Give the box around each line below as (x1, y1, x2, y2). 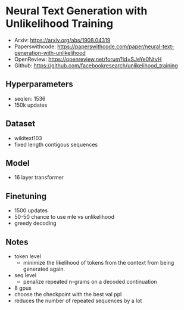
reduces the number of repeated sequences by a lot (14, 297, 142, 304)
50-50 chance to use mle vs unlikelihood (14, 213, 114, 221)
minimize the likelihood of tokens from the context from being (23, 259, 174, 266)
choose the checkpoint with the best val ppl (14, 291, 122, 297)
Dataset (5, 119, 36, 129)
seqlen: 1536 (14, 95, 46, 102)
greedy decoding (14, 219, 57, 227)
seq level (14, 272, 37, 278)
